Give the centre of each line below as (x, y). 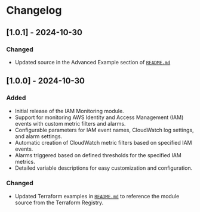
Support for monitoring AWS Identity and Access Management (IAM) (99, 117)
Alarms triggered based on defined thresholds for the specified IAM (98, 155)
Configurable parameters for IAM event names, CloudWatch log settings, (104, 130)
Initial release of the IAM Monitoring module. (69, 111)
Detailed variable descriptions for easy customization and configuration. (104, 168)
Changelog (34, 10)
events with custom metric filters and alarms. (70, 123)
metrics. (25, 161)
